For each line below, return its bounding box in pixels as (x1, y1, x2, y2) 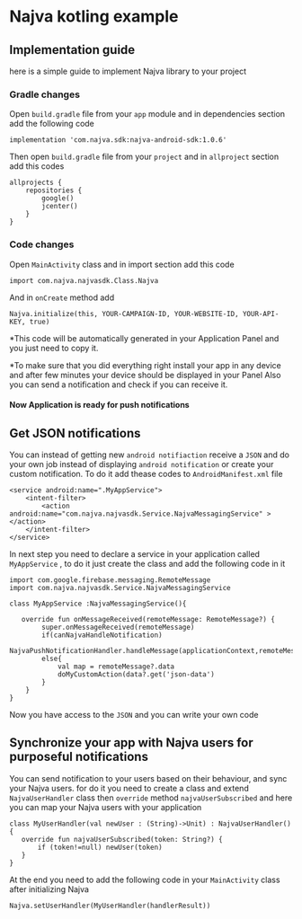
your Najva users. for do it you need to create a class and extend (9, 782, 249, 793)
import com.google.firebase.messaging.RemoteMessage (9, 576, 211, 585)
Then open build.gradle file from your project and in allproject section (9, 151, 280, 163)
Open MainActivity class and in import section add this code (9, 259, 235, 270)
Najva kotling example (9, 6, 179, 27)
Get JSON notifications (9, 425, 141, 441)
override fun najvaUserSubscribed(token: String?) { (21, 835, 223, 844)
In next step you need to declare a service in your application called (9, 549, 261, 559)
